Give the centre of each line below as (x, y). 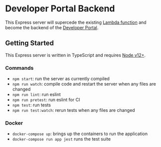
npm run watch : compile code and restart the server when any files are (84, 84)
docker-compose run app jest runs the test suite (61, 139)
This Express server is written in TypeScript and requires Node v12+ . (75, 55)
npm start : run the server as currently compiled (61, 79)
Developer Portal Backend (60, 9)
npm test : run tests (32, 105)
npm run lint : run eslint (37, 95)
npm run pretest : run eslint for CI (46, 100)
